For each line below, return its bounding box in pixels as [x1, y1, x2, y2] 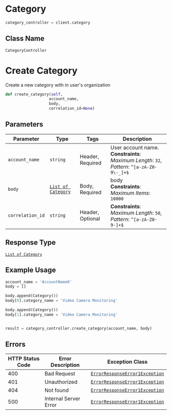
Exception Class [107, 358, 148, 365]
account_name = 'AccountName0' [5, 279, 72, 284]
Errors [5, 340, 26, 349]
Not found [44, 387, 69, 394]
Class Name [5, 34, 45, 43]
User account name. [110, 144, 159, 151]
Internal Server [44, 395, 80, 402]
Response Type [5, 238, 56, 247]
